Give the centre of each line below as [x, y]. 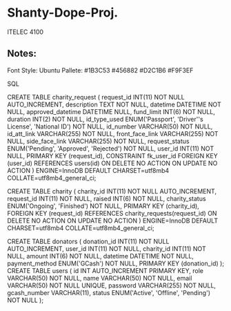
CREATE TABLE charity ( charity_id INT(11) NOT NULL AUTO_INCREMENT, [112, 191]
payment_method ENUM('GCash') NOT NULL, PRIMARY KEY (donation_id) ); [116, 263]
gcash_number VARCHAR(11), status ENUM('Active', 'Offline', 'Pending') [109, 292]
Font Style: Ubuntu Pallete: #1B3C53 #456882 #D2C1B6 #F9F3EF [100, 70]
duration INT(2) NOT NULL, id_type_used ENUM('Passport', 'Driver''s [105, 119]
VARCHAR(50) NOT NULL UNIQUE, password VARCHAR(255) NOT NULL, [111, 285]
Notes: [22, 54]
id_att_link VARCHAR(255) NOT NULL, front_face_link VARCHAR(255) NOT [113, 133]
